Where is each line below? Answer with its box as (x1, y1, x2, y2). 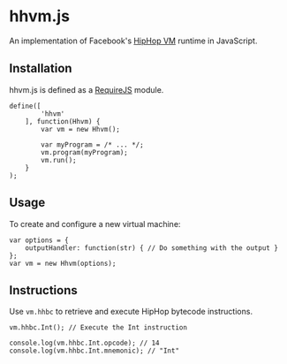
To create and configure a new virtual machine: (9, 218, 181, 229)
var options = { (9, 236, 69, 245)
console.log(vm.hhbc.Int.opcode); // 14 (9, 338, 161, 348)
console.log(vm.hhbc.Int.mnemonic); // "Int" (9, 346, 179, 355)
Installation (9, 61, 72, 76)
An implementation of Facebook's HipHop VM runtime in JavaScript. (9, 35, 258, 46)
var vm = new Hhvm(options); (9, 259, 117, 268)
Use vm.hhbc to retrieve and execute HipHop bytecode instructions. (9, 307, 253, 317)
